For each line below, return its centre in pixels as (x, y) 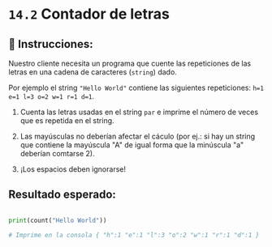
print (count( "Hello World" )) (58, 220)
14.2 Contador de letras (89, 14)
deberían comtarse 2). (57, 153)
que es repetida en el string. (67, 121)
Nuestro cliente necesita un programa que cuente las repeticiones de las (130, 63)
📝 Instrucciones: (51, 44)
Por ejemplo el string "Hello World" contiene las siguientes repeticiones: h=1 (136, 87)
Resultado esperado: (62, 195)
